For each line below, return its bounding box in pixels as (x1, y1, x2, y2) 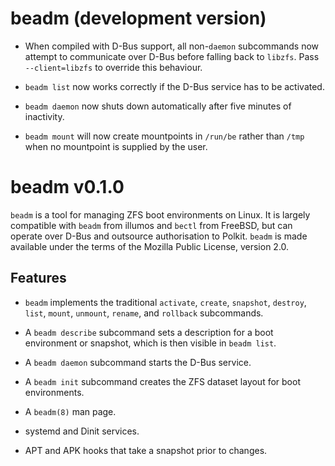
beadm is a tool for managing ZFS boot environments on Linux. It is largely (10, 208, 311, 221)
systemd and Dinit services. (24, 425, 140, 437)
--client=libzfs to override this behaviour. (24, 61, 203, 73)
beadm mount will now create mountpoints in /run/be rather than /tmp (24, 130, 305, 142)
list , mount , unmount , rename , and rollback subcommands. (24, 307, 264, 319)
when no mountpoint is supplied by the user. (24, 140, 208, 152)
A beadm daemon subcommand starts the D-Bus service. (24, 356, 252, 368)
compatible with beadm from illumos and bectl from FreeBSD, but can (10, 219, 293, 231)
